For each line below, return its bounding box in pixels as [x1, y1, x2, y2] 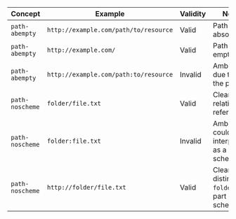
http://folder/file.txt [46, 183, 126, 191]
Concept [11, 9, 41, 18]
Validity [179, 9, 206, 18]
